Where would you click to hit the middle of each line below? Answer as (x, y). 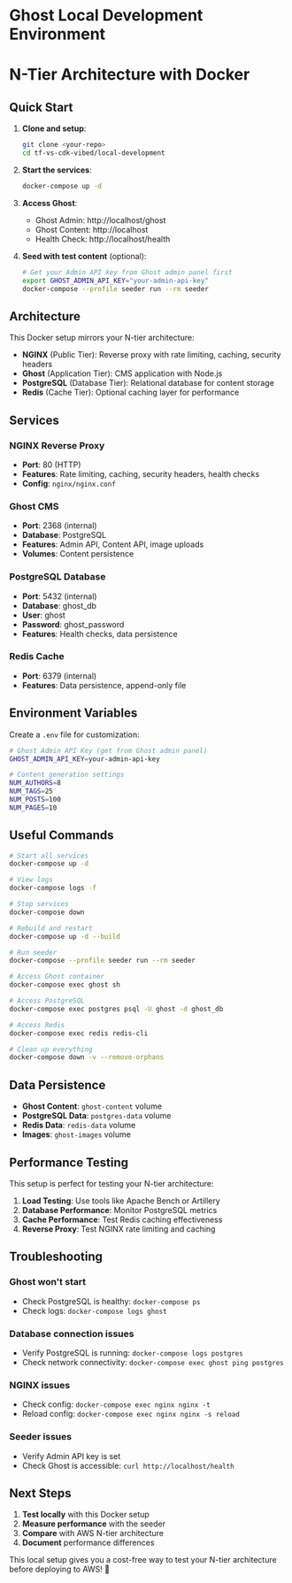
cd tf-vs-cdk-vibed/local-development (93, 153)
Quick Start (41, 107)
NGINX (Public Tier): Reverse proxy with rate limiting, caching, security (151, 355)
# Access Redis (37, 1025)
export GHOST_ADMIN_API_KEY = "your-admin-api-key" (115, 280)
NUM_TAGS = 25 (31, 791)
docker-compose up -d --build (65, 936)
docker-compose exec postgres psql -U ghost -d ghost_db (116, 1009)
